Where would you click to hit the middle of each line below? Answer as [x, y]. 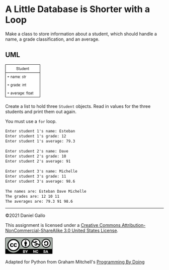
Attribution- [134, 225]
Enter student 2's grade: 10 [36, 156]
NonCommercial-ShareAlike [34, 230]
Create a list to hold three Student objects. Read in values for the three [78, 106]
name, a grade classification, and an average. [52, 39]
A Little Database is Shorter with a [77, 9]
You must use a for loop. [31, 121]
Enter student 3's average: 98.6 [40, 181]
